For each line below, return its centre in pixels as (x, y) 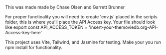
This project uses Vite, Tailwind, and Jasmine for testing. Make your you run (83, 42)
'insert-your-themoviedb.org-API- (124, 27)
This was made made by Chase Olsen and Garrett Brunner (65, 7)
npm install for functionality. (34, 47)
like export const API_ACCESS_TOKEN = (47, 27)
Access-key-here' (24, 32)
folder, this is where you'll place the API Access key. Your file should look (80, 22)
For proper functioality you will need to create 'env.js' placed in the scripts (82, 17)
